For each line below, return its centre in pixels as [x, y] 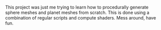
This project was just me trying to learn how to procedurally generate [77, 7]
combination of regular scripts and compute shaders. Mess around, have [81, 18]
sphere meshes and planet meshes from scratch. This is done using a [77, 12]
